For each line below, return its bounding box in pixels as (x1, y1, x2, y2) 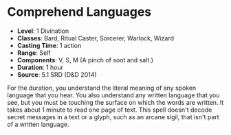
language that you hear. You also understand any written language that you (7, 90, 220, 99)
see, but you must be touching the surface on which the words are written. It (7, 98, 224, 106)
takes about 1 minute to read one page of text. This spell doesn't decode (7, 106, 212, 114)
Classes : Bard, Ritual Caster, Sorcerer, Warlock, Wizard (16, 34, 174, 42)
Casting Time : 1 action (16, 41, 82, 49)
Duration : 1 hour (16, 63, 64, 71)
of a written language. (7, 120, 69, 128)
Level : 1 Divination (16, 27, 69, 35)
